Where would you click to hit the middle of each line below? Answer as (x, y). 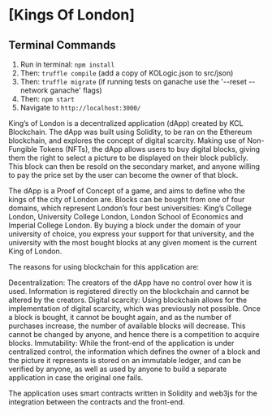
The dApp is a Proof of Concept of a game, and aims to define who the (127, 191)
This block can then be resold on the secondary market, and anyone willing (134, 166)
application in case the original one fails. (76, 378)
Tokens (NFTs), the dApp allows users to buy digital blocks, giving (150, 149)
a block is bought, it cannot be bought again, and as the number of (120, 317)
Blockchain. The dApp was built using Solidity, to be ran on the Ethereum (130, 132)
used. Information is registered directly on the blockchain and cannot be (129, 291)
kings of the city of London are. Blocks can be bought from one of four (127, 199)
